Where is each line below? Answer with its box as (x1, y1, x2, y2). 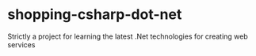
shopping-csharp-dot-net (7, 6, 182, 24)
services (7, 39, 36, 49)
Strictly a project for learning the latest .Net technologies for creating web (7, 32, 249, 41)
